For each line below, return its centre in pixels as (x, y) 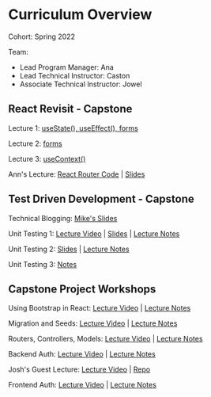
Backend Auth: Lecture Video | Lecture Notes (82, 354)
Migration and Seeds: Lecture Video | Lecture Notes (93, 323)
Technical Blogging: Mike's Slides (63, 218)
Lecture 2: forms (35, 143)
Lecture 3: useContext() (47, 158)
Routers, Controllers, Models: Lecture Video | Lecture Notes (105, 339)
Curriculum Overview (80, 15)
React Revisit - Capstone (70, 109)
